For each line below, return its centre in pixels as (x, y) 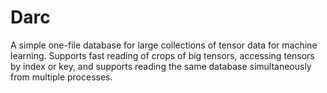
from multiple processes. (61, 77)
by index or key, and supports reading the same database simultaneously (161, 66)
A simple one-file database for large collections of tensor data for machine (164, 45)
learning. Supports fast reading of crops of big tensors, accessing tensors (162, 55)
